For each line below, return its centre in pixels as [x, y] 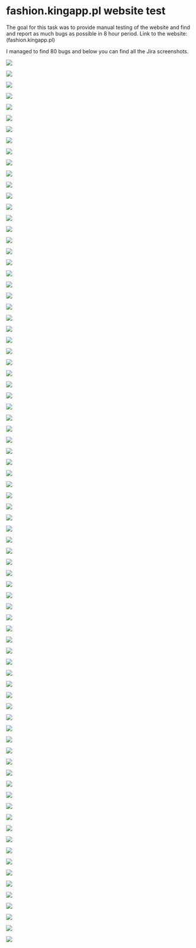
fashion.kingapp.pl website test [86, 11]
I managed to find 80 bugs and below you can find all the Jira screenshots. [97, 51]
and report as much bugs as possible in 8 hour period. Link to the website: [97, 33]
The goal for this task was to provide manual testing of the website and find [98, 27]
